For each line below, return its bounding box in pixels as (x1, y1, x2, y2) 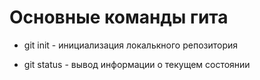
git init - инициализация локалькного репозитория (23, 39, 239, 51)
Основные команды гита (9, 6, 229, 29)
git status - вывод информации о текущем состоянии (23, 58, 251, 70)
